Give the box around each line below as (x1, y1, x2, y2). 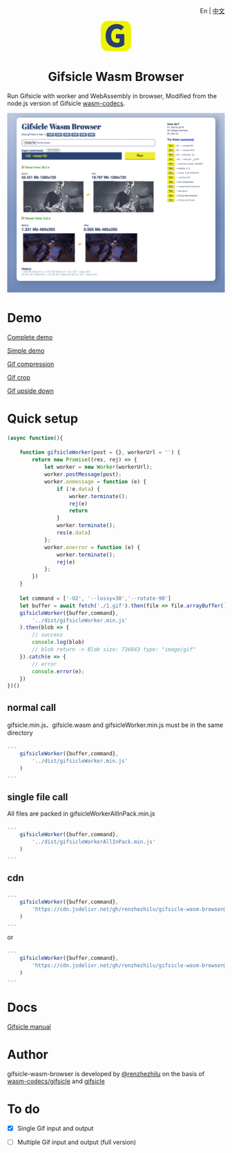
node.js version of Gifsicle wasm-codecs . (7, 99, 126, 107)
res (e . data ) (56, 529, 91, 537)
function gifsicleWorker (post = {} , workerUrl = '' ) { (19, 449, 181, 456)
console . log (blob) (32, 639, 85, 646)
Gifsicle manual (7, 1023, 51, 1031)
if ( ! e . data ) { (56, 486, 100, 492)
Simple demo (7, 346, 45, 355)
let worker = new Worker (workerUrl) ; (43, 463, 153, 471)
